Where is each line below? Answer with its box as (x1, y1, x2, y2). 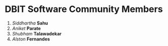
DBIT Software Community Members (5, 3, 163, 15)
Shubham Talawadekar (12, 30, 62, 36)
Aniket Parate (12, 25, 41, 31)
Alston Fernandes (12, 36, 50, 42)
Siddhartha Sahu (12, 20, 48, 26)
